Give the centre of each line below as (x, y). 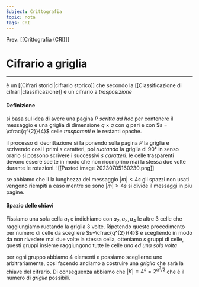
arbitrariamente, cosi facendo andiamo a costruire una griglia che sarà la (95, 263)
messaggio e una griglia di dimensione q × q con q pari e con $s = (87, 125)
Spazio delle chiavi (30, 206)
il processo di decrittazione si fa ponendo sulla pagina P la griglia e (88, 142)
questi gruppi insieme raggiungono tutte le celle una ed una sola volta (92, 245)
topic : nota (21, 17)
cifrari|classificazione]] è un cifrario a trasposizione (69, 92)
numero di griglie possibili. (38, 278)
